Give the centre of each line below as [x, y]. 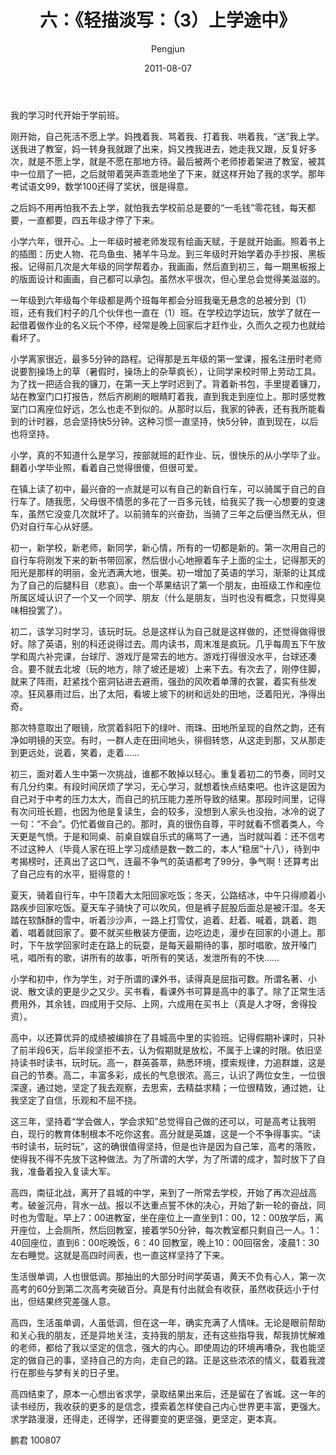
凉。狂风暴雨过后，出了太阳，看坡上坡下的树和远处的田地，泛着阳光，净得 [163, 693]
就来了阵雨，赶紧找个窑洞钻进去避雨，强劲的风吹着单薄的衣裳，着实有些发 [163, 681]
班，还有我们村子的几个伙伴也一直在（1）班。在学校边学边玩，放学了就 [156, 312]
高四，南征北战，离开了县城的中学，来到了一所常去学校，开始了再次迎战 [159, 1192]
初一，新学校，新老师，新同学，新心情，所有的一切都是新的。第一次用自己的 [168, 547]
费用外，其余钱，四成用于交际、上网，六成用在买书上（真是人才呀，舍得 [159, 1003]
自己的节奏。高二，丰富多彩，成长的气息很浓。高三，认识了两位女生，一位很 [168, 1075]
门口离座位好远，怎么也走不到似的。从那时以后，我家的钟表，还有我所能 [167, 408]
